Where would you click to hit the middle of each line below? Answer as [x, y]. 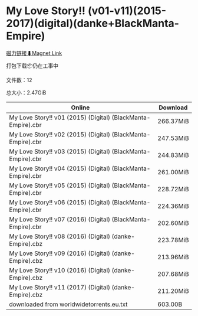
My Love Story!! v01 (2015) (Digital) [60, 118]
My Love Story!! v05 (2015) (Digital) [60, 185]
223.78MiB [173, 240]
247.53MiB [173, 138]
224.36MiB [173, 206]
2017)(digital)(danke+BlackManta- [93, 23]
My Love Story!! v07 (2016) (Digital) [60, 219]
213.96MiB [173, 257]
